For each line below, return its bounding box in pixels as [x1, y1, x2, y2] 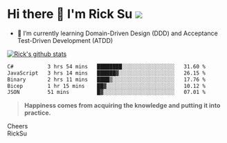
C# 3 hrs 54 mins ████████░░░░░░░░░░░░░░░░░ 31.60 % [7, 63, 206, 70]
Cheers [7, 122, 28, 131]
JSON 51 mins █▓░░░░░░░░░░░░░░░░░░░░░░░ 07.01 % [7, 89, 206, 96]
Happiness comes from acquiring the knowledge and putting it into [24, 102, 221, 110]
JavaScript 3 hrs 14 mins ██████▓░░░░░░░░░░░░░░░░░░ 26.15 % [7, 69, 206, 77]
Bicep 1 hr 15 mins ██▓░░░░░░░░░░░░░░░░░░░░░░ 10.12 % [7, 82, 206, 89]
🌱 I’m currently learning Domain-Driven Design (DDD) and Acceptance [17, 29, 218, 37]
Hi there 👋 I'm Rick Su [7, 6, 133, 22]
